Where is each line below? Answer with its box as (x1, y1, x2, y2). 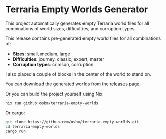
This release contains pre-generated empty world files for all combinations (5, 35, 161, 41)
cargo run (5, 129, 26, 134)
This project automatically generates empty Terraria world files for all (5, 20, 149, 26)
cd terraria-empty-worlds (5, 124, 60, 129)
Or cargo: (5, 110, 25, 116)
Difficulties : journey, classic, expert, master (12, 56, 105, 62)
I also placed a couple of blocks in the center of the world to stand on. (5, 71, 151, 77)
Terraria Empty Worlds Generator (5, 4, 148, 15)
